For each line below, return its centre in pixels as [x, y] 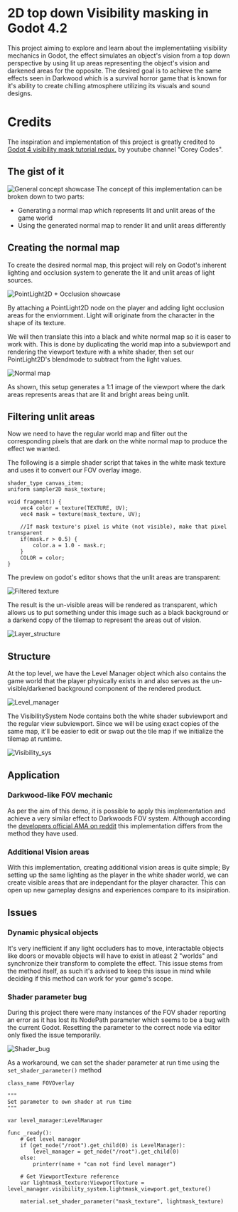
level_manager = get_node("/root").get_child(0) [106, 1152]
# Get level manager [50, 1139]
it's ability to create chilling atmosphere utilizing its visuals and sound [109, 85]
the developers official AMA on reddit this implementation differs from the [115, 826]
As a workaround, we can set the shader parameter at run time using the [114, 1063]
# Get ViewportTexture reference [70, 1177]
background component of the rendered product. [130, 689]
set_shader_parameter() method [54, 1070]
